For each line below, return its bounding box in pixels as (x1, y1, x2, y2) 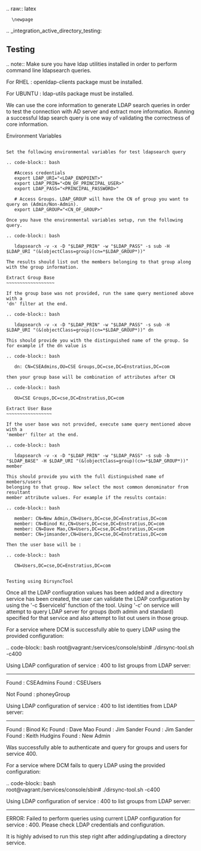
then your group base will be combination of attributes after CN (6, 374, 175, 380)
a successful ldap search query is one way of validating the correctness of (6, 114, 190, 121)
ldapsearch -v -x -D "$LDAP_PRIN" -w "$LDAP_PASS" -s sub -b (14, 452, 170, 458)
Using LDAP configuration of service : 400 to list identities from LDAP (6, 702, 178, 709)
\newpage (11, 17, 33, 23)
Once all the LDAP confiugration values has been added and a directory (6, 589, 183, 596)
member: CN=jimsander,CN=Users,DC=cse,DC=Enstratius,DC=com (14, 531, 167, 537)
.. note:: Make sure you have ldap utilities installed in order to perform (6, 60, 178, 68)
